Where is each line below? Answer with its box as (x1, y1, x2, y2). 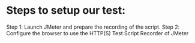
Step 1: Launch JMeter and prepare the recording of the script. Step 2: (6, 23, 180, 30)
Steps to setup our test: (6, 4, 126, 17)
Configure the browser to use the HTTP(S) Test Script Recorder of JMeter (6, 29, 189, 36)
